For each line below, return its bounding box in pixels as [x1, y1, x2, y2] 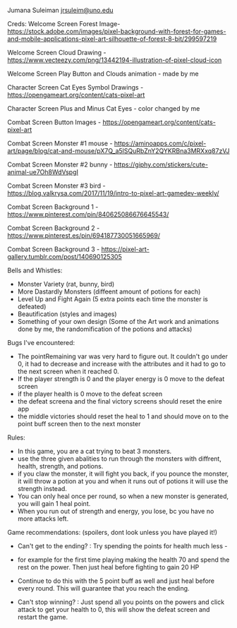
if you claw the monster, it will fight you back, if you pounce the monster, [17, 469, 229, 478]
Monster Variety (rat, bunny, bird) [17, 280, 115, 288]
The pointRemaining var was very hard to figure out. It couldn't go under [17, 352, 228, 361]
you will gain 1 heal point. [17, 500, 91, 507]
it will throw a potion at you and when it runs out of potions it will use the [17, 477, 229, 485]
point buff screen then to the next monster [17, 420, 141, 428]
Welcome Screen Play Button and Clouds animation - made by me [7, 70, 199, 78]
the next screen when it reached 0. [17, 367, 119, 375]
